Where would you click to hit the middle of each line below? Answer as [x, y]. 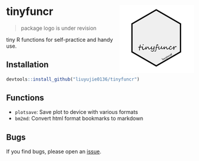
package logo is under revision [59, 28]
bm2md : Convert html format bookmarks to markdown [79, 119]
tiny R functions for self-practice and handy [60, 39]
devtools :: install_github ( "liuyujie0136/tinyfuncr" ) [73, 79]
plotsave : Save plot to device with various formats [76, 112]
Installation [27, 65]
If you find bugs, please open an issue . [54, 151]
